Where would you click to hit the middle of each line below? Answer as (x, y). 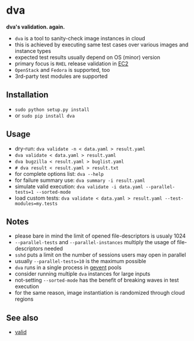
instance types (33, 50)
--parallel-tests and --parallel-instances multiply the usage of (95, 242)
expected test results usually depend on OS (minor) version (88, 57)
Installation (27, 95)
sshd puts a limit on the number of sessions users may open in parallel (100, 255)
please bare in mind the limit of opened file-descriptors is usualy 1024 (100, 236)
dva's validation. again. (36, 27)
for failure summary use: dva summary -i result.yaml (80, 180)
